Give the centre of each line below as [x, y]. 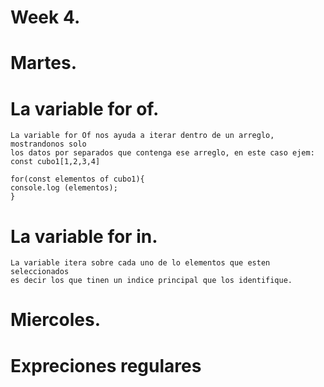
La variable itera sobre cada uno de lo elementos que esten [140, 263]
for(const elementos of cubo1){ [77, 179]
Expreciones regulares [106, 365]
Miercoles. [56, 320]
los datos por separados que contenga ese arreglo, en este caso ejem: [162, 153]
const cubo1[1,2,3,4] [55, 162]
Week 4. [45, 17]
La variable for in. [84, 236]
